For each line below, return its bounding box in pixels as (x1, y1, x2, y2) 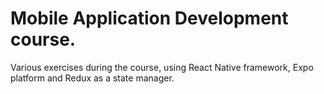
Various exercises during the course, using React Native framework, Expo (10, 61, 314, 73)
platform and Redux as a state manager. (10, 72, 175, 84)
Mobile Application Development (10, 7, 289, 30)
